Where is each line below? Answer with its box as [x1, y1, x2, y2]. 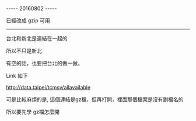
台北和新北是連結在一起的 [6, 35, 68, 42]
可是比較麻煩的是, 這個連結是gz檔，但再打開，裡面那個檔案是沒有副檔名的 [6, 96, 184, 103]
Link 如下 [6, 72, 28, 79]
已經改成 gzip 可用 [6, 17, 51, 24]
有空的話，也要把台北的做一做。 [6, 60, 83, 67]
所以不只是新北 [6, 47, 42, 54]
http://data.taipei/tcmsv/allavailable [6, 84, 91, 91]
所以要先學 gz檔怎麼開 [6, 108, 60, 115]
